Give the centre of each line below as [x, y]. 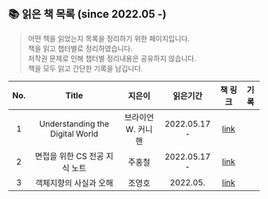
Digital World [75, 134]
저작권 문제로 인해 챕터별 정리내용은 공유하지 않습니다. [112, 58]
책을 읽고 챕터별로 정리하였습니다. [80, 48]
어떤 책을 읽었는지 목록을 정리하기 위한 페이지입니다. [108, 38]
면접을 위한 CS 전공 [69, 156]
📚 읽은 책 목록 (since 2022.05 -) [88, 14]
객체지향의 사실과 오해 [74, 183]
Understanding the [75, 123]
